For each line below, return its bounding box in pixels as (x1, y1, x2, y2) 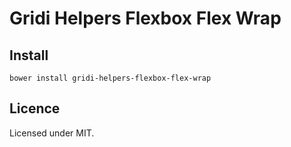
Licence (9, 100, 61, 117)
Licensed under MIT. (9, 127, 95, 139)
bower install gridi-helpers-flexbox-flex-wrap (9, 73, 212, 83)
